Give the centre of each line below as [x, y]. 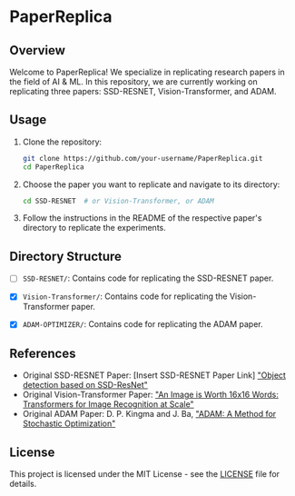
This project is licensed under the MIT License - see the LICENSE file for [144, 474]
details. [23, 484]
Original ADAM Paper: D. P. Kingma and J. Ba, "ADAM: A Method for [149, 414]
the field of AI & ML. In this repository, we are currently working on [134, 82]
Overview [38, 50]
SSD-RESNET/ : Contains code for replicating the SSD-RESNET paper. [148, 278]
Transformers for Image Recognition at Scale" [108, 404]
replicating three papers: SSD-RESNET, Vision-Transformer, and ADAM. [143, 91]
